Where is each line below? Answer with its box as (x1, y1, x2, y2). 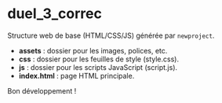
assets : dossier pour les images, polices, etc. (18, 46, 168, 55)
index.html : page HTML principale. (18, 71, 135, 80)
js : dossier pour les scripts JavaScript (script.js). (18, 62, 178, 72)
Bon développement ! (7, 86, 77, 95)
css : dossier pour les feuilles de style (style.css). (18, 54, 180, 64)
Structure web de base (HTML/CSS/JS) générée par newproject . (7, 31, 215, 40)
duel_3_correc (7, 5, 103, 23)
